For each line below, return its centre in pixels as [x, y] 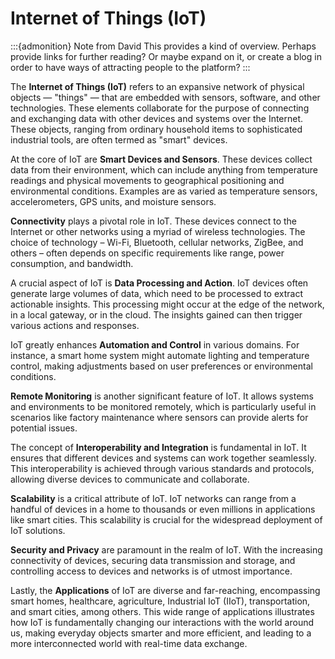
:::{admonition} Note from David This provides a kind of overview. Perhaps [163, 46]
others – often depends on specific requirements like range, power [147, 253]
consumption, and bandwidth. [72, 263]
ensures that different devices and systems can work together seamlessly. [163, 458]
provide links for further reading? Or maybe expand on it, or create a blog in [166, 56]
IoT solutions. [38, 530]
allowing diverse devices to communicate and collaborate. [130, 479]
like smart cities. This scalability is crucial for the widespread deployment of [166, 519]
